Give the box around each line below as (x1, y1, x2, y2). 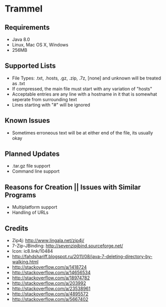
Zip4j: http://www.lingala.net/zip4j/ (12, 238, 85, 244)
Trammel (5, 3, 43, 15)
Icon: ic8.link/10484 (12, 248, 53, 254)
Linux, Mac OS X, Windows (12, 42, 68, 48)
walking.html (12, 259, 39, 265)
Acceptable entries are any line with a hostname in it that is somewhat (12, 91, 157, 97)
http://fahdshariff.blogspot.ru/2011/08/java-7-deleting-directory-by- (12, 254, 153, 260)
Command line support (12, 168, 60, 174)
